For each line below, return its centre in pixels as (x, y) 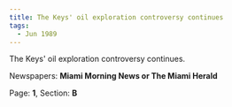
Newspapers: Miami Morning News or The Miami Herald (114, 76)
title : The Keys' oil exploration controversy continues (116, 17)
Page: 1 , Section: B (43, 93)
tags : (19, 26)
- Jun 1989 (37, 34)
